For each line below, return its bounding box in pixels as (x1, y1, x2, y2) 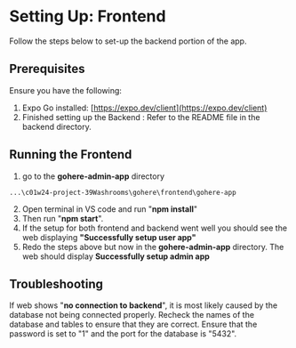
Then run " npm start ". (21, 213, 104, 223)
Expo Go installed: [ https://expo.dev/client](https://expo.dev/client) (21, 102, 268, 113)
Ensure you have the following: (9, 85, 123, 95)
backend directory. (21, 121, 92, 132)
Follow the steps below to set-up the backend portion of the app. (9, 36, 247, 46)
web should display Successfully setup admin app (21, 251, 211, 262)
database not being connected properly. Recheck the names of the (9, 310, 255, 320)
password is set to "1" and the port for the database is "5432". (9, 328, 237, 339)
